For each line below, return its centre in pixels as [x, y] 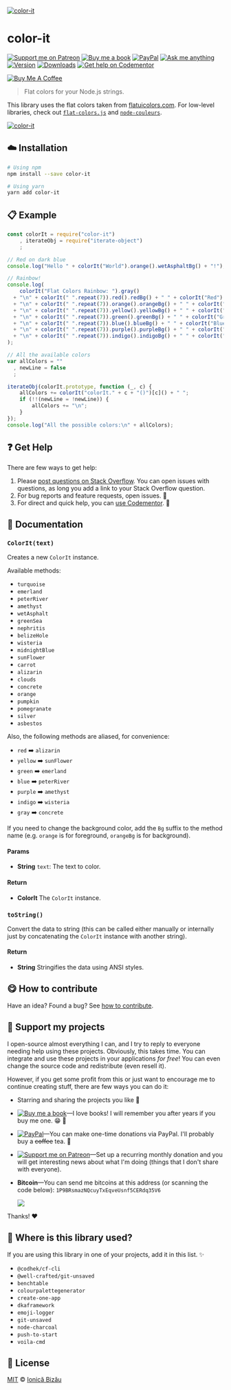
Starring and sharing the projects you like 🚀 [78, 1100]
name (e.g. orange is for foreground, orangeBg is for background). [99, 836]
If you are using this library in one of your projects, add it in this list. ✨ [106, 1254]
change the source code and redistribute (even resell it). [87, 1065]
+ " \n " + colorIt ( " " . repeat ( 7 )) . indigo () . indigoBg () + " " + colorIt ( [118, 336]
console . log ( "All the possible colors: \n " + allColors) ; [90, 425]
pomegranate [34, 709]
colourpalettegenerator [51, 1291]
